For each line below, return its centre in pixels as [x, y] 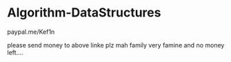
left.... [15, 52]
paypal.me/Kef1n [31, 32]
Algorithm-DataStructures [84, 13]
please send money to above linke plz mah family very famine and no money [116, 45]
